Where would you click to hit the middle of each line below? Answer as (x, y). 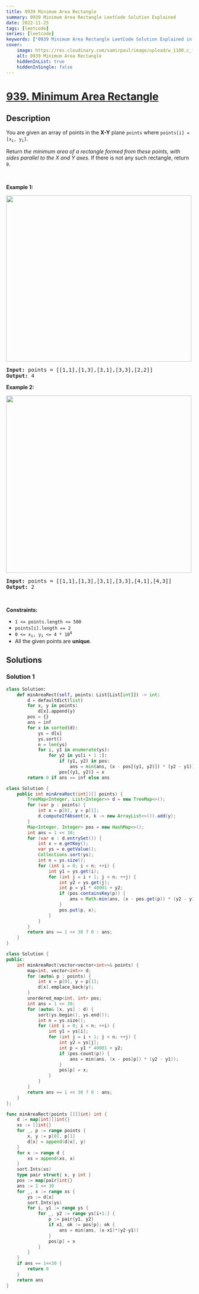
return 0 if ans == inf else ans (69, 778)
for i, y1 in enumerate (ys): (74, 750)
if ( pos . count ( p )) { (84, 1054)
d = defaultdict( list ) (55, 700)
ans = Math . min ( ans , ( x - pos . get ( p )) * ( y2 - (128, 899)
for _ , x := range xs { (46, 1191)
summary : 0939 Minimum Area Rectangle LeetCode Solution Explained (91, 17)
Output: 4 (20, 376)
